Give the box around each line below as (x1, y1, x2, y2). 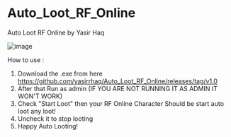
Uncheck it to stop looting (17, 114, 94, 123)
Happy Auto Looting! (17, 121, 79, 130)
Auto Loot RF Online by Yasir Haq (7, 28, 105, 37)
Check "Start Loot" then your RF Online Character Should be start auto (17, 99, 225, 107)
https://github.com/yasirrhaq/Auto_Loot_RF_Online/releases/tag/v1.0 (17, 76, 218, 85)
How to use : (7, 55, 45, 64)
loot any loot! (17, 107, 57, 115)
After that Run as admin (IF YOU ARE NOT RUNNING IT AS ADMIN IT (17, 84, 218, 93)
